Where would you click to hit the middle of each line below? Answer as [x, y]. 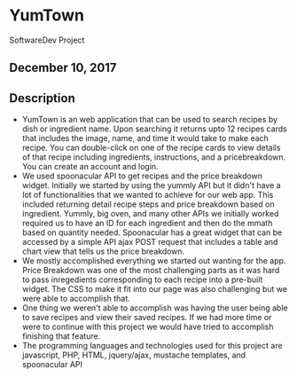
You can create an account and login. [90, 167]
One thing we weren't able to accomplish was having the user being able [155, 308]
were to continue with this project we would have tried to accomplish [148, 327]
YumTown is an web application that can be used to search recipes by [149, 120]
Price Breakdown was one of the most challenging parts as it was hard [151, 271]
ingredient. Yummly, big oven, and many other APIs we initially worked [150, 214]
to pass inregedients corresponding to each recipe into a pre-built [142, 279]
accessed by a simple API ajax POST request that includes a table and [150, 242]
